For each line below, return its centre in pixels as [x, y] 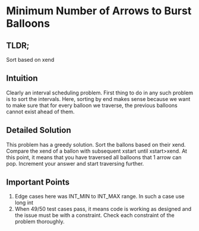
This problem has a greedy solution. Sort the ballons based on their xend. [96, 144]
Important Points [38, 182]
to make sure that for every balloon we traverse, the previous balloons [92, 105]
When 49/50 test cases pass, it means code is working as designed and [103, 209]
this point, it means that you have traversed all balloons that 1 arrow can [94, 157]
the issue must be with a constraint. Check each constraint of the [94, 216]
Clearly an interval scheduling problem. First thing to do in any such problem [100, 93]
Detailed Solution [39, 130]
